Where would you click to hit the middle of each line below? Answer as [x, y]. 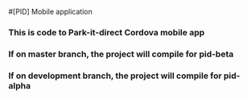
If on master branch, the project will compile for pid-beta [121, 54]
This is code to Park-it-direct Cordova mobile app [107, 32]
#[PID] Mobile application [50, 12]
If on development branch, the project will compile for [115, 76]
